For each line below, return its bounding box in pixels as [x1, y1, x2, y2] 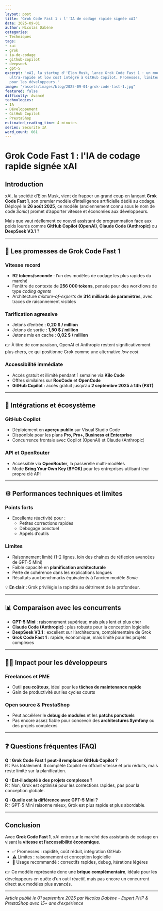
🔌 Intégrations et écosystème [5, 401, 96, 409]
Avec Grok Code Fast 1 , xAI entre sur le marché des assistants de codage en [5, 834, 158, 839]
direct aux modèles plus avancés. [5, 881, 72, 887]
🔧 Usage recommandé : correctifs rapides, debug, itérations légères [12, 859, 148, 865]
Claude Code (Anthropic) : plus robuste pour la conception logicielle [12, 624, 150, 630]
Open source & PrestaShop [5, 701, 70, 708]
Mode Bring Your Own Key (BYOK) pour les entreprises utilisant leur [12, 466, 149, 472]
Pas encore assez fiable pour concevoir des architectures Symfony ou [12, 718, 155, 723]
